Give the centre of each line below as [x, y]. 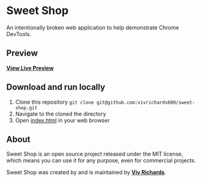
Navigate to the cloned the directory [61, 114]
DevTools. [19, 34]
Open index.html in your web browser [62, 120]
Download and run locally [56, 87]
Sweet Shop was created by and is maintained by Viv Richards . [86, 172]
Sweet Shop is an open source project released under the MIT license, [95, 154]
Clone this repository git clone [55, 102]
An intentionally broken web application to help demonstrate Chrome [93, 27]
